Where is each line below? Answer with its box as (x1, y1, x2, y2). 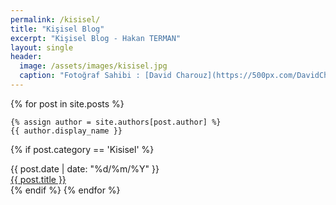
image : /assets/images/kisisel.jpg (19, 61, 168, 71)
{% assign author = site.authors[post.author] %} (10, 117, 222, 127)
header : (10, 52, 43, 62)
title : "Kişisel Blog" (10, 24, 105, 34)
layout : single (10, 42, 74, 53)
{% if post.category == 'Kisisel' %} (10, 143, 155, 155)
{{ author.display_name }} (10, 126, 123, 136)
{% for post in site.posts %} (10, 97, 125, 110)
